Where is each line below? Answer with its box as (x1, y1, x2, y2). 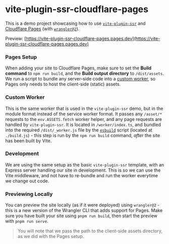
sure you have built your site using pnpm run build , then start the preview (5, 213, 158, 219)
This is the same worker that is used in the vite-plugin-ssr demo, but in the (5, 105, 163, 111)
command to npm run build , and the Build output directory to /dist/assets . (5, 70, 164, 76)
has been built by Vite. (5, 138, 52, 144)
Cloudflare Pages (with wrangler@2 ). (5, 25, 80, 31)
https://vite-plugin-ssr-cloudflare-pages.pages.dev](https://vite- (26, 35, 160, 42)
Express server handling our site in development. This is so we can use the (5, 167, 161, 173)
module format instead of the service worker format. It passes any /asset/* (5, 110, 162, 117)
